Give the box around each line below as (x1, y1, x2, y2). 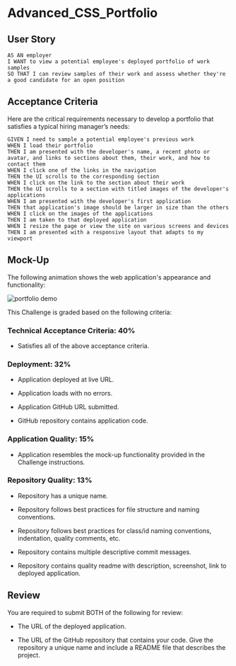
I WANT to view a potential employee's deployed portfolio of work (7, 58, 211, 65)
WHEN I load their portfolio (7, 142, 93, 149)
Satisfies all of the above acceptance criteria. (17, 341, 150, 350)
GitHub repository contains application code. (17, 416, 148, 425)
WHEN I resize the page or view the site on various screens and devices (7, 222, 230, 229)
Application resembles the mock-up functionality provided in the (17, 450, 205, 459)
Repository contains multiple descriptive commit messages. (17, 547, 192, 556)
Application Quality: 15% (7, 434, 95, 444)
